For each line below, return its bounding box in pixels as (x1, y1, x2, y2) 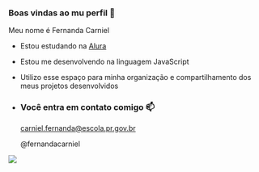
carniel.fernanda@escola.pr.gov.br (19, 123, 136, 132)
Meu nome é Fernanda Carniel (8, 26, 110, 36)
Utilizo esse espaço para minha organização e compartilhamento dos (19, 73, 252, 82)
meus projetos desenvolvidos (19, 81, 119, 91)
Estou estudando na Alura (19, 41, 107, 51)
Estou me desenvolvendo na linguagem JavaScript (19, 57, 189, 67)
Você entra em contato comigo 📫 (19, 102, 155, 113)
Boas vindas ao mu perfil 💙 (8, 7, 116, 19)
